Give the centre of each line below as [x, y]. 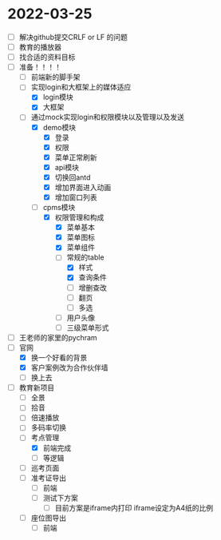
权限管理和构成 [79, 217]
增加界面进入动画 [83, 187]
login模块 [58, 97]
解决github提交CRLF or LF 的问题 [73, 37]
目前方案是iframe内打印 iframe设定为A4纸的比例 [134, 507]
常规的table [85, 257]
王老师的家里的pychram [58, 337]
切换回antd [73, 177]
